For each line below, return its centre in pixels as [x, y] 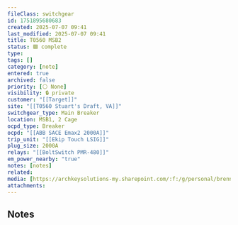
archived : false [31, 80]
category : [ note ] [33, 67]
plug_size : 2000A [33, 146]
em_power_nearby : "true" [44, 159]
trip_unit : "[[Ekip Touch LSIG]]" [58, 139]
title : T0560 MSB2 [34, 40]
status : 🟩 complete [37, 47]
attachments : [27, 185]
